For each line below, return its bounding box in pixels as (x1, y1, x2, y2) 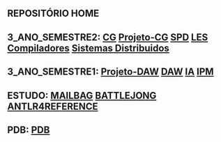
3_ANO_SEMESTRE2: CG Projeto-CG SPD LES (7, 31, 208, 43)
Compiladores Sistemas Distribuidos (7, 42, 169, 54)
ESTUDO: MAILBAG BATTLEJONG (7, 89, 157, 102)
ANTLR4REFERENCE (7, 100, 99, 112)
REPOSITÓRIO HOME (7, 8, 100, 19)
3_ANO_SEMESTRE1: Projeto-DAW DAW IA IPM (7, 66, 214, 78)
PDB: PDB (7, 124, 50, 136)
